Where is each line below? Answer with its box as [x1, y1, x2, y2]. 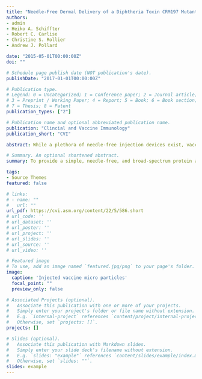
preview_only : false [11, 286, 63, 292]
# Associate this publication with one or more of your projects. [6, 302, 182, 309]
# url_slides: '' [6, 236, 50, 242]
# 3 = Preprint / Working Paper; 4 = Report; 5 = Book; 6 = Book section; [6, 98, 198, 104]
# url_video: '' [6, 247, 47, 253]
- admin [6, 20, 26, 26]
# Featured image [6, 258, 50, 264]
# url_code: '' [6, 213, 44, 220]
